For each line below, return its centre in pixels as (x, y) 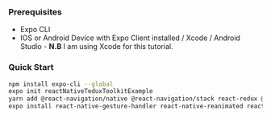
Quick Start (31, 67)
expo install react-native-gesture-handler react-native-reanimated (126, 107)
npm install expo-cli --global (61, 84)
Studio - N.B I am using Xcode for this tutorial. (96, 47)
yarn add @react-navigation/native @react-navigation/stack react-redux (133, 99)
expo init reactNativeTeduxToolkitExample (81, 92)
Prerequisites (35, 12)
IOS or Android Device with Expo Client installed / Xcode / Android (130, 38)
